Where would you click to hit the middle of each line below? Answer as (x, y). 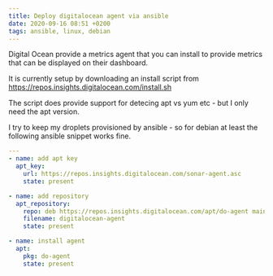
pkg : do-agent (47, 256)
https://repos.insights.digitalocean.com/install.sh (90, 87)
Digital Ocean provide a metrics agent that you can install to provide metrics (135, 55)
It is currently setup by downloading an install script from (104, 79)
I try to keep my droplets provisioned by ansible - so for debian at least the (133, 128)
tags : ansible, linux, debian (60, 31)
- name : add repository (49, 196)
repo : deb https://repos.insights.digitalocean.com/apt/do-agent (136, 211)
